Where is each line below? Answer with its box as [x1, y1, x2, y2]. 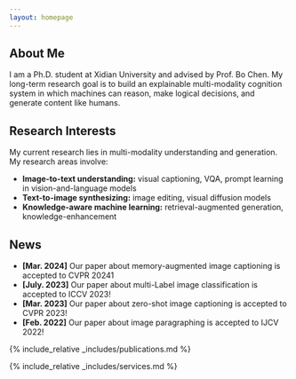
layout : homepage [9, 12, 74, 22]
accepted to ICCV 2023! [21, 289, 111, 300]
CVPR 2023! [21, 308, 68, 319]
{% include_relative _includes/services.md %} [9, 361, 178, 372]
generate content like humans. [9, 98, 121, 108]
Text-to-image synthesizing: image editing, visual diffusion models [21, 193, 271, 203]
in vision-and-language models [21, 183, 137, 193]
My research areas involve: [9, 156, 108, 167]
